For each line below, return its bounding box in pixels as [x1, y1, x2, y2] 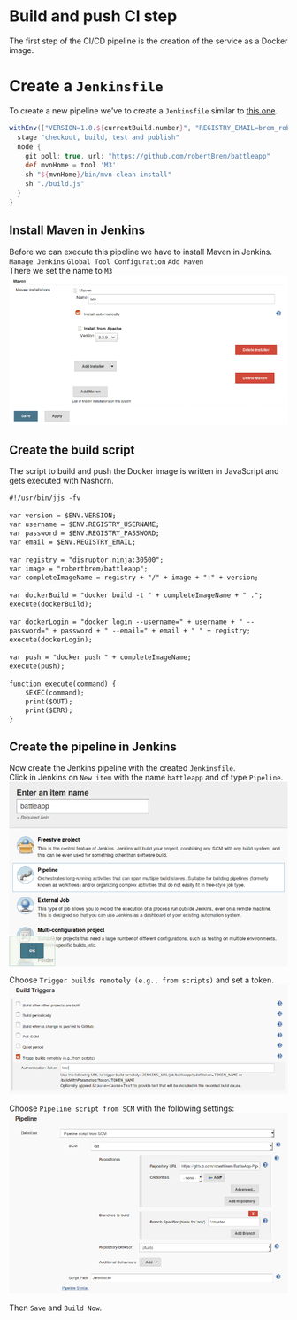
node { [17, 142, 42, 151]
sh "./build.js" [25, 180, 86, 189]
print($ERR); [25, 706, 73, 715]
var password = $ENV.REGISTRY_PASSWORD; [9, 529, 161, 538]
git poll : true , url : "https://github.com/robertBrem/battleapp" [25, 151, 271, 160]
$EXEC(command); [25, 688, 86, 697]
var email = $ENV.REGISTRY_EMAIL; [9, 538, 137, 547]
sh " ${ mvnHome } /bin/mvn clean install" [25, 170, 172, 179]
